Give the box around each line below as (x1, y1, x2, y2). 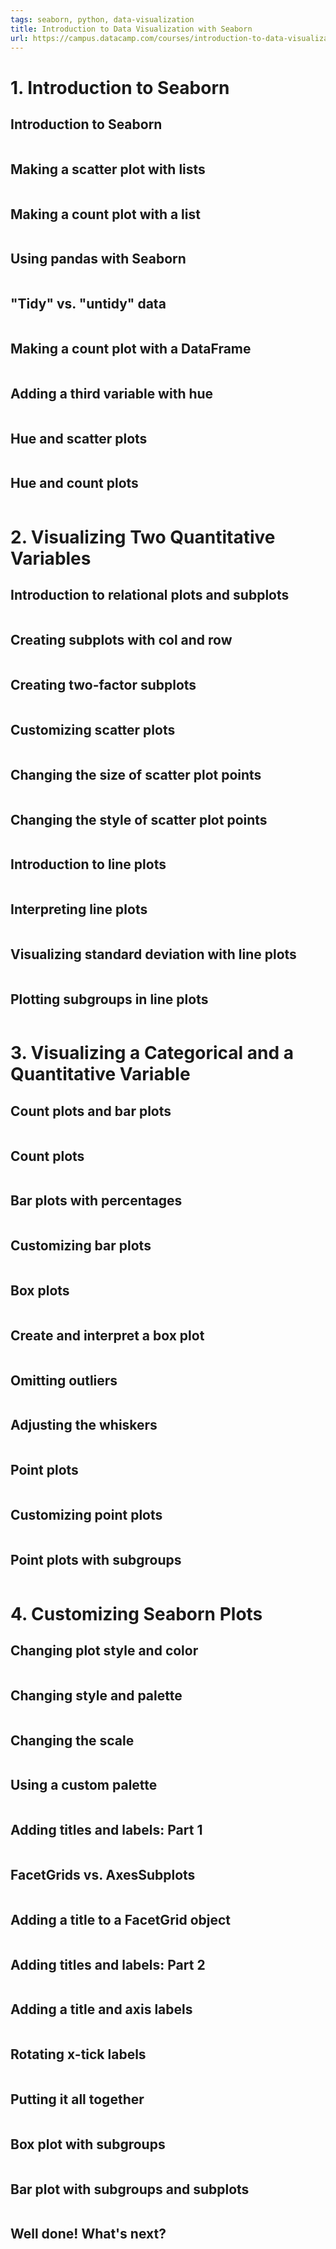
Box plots (10, 1282, 70, 1300)
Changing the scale (10, 1732, 135, 1749)
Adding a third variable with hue (10, 385, 214, 402)
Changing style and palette (10, 1687, 183, 1704)
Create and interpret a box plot (10, 1327, 205, 1344)
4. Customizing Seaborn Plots (10, 1602, 263, 1625)
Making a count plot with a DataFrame (10, 341, 252, 358)
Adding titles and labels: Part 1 (10, 1822, 203, 1839)
